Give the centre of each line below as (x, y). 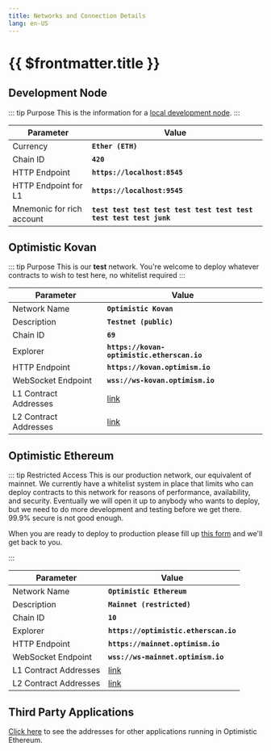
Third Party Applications (71, 712)
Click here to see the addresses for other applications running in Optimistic (133, 731)
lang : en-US (28, 23)
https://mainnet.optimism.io (164, 644)
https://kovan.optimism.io (159, 367)
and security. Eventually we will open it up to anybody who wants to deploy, (134, 501)
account (28, 219)
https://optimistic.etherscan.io (172, 631)
